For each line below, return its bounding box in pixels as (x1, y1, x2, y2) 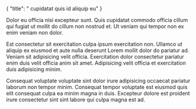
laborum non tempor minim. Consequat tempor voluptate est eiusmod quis (6, 84, 188, 91)
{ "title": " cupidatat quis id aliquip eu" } (6, 5, 102, 12)
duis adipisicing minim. (6, 66, 62, 73)
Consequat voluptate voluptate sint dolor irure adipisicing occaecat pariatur (6, 77, 191, 84)
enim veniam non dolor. (6, 29, 63, 36)
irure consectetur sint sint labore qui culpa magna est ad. (6, 96, 146, 103)
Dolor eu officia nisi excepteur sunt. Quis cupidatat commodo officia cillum (6, 17, 188, 23)
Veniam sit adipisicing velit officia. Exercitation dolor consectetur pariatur (6, 53, 185, 60)
